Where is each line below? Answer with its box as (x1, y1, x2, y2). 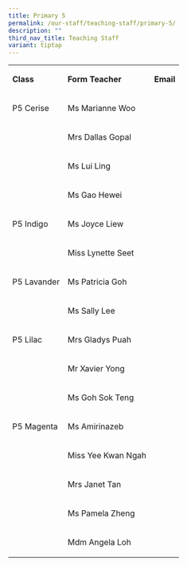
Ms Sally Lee (67, 305, 115, 316)
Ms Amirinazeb (67, 421, 124, 432)
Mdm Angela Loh (67, 536, 131, 548)
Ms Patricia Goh (67, 276, 127, 287)
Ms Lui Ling (67, 160, 111, 172)
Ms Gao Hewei (67, 189, 123, 200)
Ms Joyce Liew (67, 219, 124, 230)
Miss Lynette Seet (67, 247, 134, 259)
